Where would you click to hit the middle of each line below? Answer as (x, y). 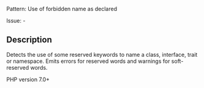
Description (29, 40)
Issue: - (16, 20)
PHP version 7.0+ (28, 79)
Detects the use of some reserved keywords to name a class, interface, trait (102, 54)
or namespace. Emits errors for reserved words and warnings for (88, 61)
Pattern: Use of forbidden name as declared (62, 9)
